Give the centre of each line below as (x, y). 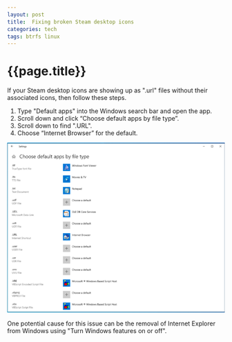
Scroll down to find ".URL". (55, 126)
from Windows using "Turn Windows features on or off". (87, 330)
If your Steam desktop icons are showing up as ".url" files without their (108, 90)
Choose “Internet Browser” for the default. (77, 133)
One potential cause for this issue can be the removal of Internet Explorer (112, 323)
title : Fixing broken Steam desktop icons (71, 22)
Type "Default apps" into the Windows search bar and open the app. (115, 111)
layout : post (26, 14)
